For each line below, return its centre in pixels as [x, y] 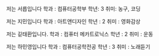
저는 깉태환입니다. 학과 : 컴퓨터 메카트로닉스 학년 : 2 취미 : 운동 [80, 34]
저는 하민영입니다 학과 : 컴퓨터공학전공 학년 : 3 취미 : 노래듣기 [78, 47]
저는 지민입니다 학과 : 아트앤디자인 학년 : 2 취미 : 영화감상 [73, 21]
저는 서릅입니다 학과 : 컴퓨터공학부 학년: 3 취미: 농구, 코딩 [73, 9]
